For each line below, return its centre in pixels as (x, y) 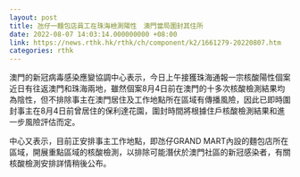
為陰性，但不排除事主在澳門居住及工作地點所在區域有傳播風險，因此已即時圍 (150, 100)
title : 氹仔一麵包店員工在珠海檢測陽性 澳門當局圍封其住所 (106, 26)
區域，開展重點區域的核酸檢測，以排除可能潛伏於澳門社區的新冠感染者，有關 (150, 152)
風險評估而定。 (52, 122)
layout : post (33, 17)
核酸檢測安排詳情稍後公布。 (60, 164)
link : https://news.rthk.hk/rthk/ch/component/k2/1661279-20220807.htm (145, 42)
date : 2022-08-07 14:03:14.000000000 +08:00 (93, 34)
